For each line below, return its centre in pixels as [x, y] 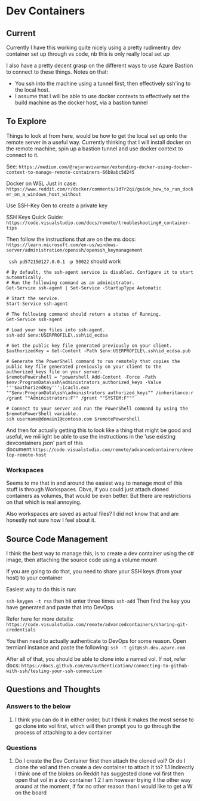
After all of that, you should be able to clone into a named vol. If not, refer [96, 659]
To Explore [26, 121]
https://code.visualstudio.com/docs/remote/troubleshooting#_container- [99, 223]
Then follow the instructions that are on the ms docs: [71, 239]
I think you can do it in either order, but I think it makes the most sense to [104, 720]
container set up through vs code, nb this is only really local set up [88, 54]
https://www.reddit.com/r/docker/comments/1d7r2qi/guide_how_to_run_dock [100, 189]
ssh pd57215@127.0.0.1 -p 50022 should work [65, 261]
